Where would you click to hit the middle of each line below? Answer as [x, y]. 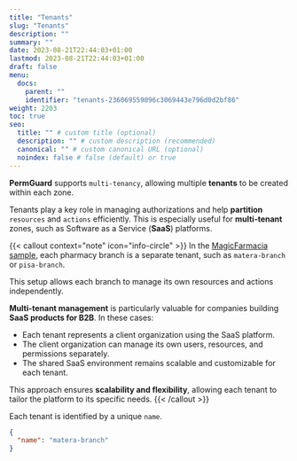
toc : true [27, 116]
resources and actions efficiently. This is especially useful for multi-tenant [146, 219]
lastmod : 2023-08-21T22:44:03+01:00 [77, 59]
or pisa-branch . [37, 264]
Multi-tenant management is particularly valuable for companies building [144, 308]
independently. [36, 291]
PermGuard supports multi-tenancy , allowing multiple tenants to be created [149, 183]
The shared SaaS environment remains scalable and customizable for [149, 363]
